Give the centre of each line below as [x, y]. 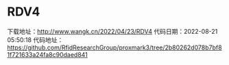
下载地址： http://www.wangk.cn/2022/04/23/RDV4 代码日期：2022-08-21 [112, 31]
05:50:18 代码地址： [35, 40]
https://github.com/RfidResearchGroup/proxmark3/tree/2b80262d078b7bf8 [114, 47]
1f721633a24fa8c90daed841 [47, 54]
